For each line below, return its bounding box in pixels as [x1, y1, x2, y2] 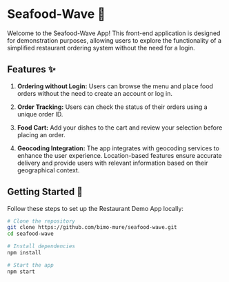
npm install [7, 250, 41, 256]
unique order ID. [17, 110, 63, 118]
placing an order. [17, 130, 66, 139]
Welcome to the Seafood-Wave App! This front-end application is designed [7, 29, 221, 37]
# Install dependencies [7, 243, 76, 250]
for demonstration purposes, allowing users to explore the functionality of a [7, 36, 222, 44]
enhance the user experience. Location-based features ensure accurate [17, 151, 222, 159]
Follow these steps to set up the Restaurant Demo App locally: [7, 204, 184, 212]
